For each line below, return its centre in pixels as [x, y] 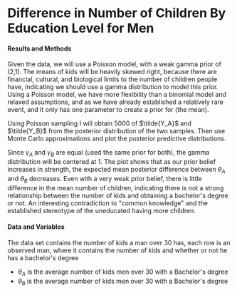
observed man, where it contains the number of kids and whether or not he [117, 250]
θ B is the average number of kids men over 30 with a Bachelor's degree [123, 282]
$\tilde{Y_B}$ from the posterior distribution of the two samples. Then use [116, 131]
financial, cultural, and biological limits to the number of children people [112, 79]
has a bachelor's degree [43, 257]
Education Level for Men [81, 28]
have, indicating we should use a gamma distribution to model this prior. [113, 87]
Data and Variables [36, 227]
